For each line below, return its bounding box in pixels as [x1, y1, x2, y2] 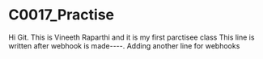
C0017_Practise [8, 6, 115, 24]
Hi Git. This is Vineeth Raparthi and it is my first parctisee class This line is [8, 32, 255, 42]
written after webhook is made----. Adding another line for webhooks [8, 40, 240, 50]
